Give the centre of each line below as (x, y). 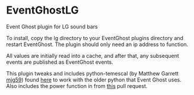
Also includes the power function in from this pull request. (77, 86)
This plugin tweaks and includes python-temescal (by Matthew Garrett (93, 73)
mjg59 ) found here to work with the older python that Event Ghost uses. (94, 80)
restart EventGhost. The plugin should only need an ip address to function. (97, 44)
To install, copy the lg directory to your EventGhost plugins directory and (95, 38)
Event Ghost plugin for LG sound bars (52, 27)
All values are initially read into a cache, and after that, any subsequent (93, 55)
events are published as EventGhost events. (60, 62)
